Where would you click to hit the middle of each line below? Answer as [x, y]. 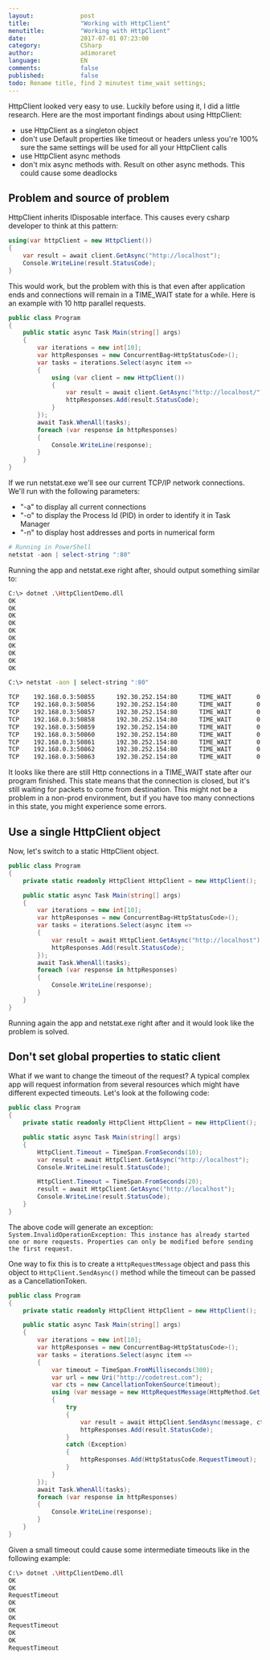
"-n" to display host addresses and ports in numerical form [117, 532]
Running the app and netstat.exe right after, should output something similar [134, 570]
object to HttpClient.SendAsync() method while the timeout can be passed [132, 1272]
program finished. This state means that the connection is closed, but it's [129, 781]
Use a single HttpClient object [84, 832]
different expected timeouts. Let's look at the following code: [109, 1093]
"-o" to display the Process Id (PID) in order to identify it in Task [125, 516]
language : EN [48, 61]
